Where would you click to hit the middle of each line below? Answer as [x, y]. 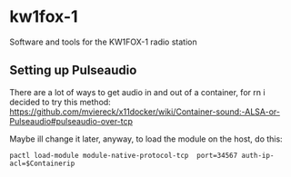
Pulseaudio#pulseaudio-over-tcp [71, 121]
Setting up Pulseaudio [73, 70]
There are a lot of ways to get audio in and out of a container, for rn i [137, 92]
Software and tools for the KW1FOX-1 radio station [103, 42]
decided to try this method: [60, 102]
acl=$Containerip [42, 163]
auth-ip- [258, 155]
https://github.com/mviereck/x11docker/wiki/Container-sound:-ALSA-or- [145, 112]
